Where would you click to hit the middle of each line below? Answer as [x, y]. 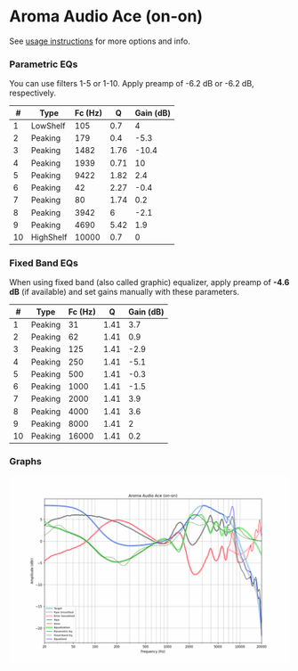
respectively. [32, 93]
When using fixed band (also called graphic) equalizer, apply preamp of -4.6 [149, 282]
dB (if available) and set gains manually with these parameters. [125, 292]
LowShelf [48, 126]
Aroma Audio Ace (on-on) [106, 16]
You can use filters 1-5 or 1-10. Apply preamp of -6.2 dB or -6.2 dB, [132, 84]
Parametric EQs [44, 64]
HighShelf [49, 237]
